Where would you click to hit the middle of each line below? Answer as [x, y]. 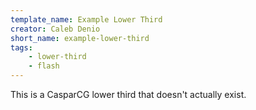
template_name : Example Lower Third [86, 19]
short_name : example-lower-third [80, 38]
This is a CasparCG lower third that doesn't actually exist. [128, 94]
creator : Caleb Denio [55, 29]
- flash [44, 66]
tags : [21, 47]
